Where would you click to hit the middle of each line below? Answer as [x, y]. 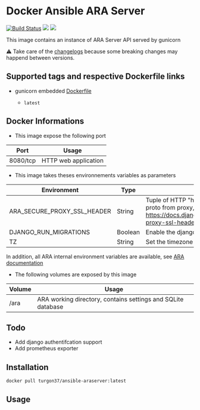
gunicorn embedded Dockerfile [53, 91]
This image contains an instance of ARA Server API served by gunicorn [93, 39]
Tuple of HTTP [166, 200]
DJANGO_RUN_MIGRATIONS [50, 232]
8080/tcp [23, 161]
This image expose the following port [60, 135]
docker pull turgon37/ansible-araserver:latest [66, 381]
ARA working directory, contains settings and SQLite [110, 299]
